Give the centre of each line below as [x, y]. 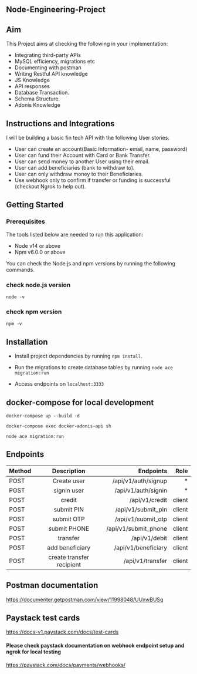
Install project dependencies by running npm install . [78, 356]
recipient [69, 564]
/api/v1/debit [149, 538]
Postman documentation [52, 586]
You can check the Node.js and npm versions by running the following [91, 263]
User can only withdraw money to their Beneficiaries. [79, 174]
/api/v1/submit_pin [141, 509]
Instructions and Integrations [60, 124]
